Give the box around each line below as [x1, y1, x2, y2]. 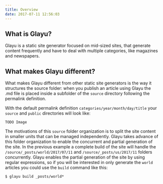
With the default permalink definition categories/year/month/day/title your [5, 105, 157, 111]
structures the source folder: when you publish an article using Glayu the [5, 85, 151, 91]
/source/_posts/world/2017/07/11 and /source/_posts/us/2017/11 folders [5, 149, 152, 155]
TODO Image [5, 120, 27, 125]
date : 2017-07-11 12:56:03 [5, 12, 60, 17]
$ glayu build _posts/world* [5, 174, 64, 179]
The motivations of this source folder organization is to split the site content [5, 128, 156, 134]
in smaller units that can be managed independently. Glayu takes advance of [5, 134, 159, 140]
